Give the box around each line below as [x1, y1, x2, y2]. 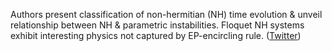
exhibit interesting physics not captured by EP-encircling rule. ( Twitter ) [10, 30, 302, 41]
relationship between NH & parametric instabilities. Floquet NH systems [10, 19, 305, 31]
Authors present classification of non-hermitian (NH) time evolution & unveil [10, 9, 323, 20]
